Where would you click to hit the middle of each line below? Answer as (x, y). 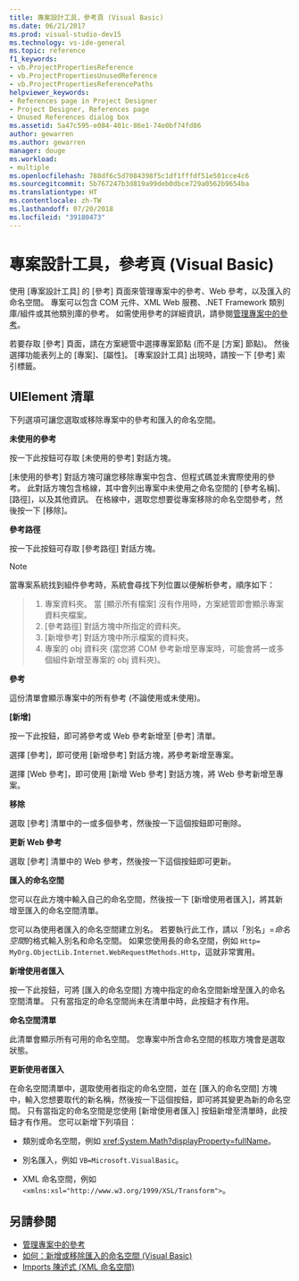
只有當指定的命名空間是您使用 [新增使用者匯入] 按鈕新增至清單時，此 (153, 1111)
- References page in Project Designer (83, 101)
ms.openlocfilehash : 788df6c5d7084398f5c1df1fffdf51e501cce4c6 (129, 175)
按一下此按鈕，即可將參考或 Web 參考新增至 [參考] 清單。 (115, 736)
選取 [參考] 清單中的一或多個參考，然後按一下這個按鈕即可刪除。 (128, 824)
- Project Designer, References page (79, 109)
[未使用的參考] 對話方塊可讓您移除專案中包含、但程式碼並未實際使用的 (138, 477)
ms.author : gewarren (48, 142)
